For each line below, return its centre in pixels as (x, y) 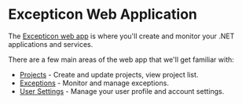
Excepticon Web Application (103, 14)
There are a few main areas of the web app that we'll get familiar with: (121, 59)
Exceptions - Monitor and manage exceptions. (94, 83)
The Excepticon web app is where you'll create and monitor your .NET (121, 36)
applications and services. (51, 44)
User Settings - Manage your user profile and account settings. (122, 91)
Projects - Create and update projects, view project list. (109, 74)
